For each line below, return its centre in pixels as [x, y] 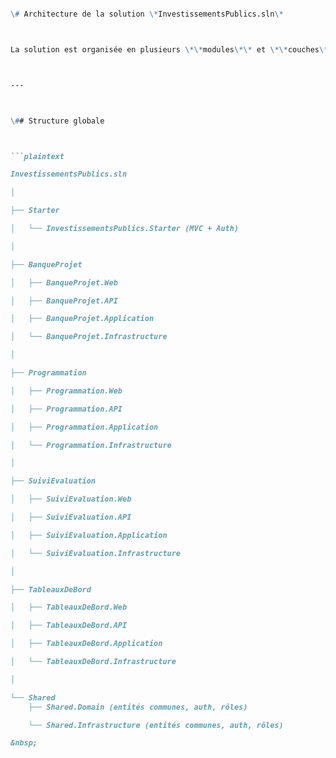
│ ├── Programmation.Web [66, 391]
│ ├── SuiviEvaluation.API [71, 517]
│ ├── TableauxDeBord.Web [69, 607]
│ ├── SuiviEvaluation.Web [71, 499]
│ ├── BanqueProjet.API [64, 301]
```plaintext [37, 156]
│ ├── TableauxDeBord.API [69, 626]
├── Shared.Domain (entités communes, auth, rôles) [138, 707]
